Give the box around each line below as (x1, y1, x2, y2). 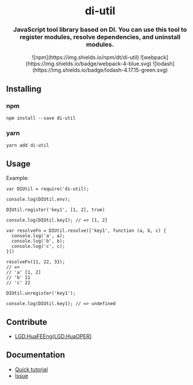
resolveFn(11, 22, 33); (6, 259, 66, 265)
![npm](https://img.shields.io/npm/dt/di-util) (32, 54, 139, 61)
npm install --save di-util (6, 115, 76, 122)
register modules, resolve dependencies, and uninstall (20, 33, 180, 41)
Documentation (6, 350, 66, 360)
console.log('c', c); (11, 243, 66, 250)
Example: (6, 175, 29, 182)
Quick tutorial (14, 365, 48, 373)
